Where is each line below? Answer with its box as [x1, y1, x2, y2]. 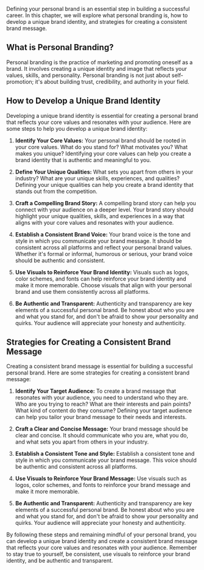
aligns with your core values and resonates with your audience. [15, 219, 174, 226]
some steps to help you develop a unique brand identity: [6, 125, 148, 132]
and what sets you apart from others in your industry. [15, 438, 149, 445]
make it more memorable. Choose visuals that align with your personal [15, 281, 192, 289]
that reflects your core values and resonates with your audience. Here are [6, 119, 192, 126]
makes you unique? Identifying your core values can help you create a [15, 150, 192, 157]
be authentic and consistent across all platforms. [15, 463, 138, 470]
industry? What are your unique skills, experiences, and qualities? [15, 174, 180, 182]
